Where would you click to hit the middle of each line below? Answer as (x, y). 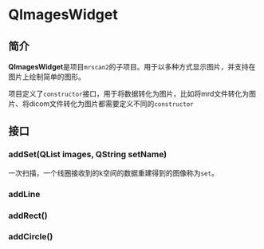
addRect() (28, 215)
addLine (24, 194)
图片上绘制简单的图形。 (47, 77)
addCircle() (31, 237)
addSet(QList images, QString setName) (88, 155)
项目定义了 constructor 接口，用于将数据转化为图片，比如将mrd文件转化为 (129, 94)
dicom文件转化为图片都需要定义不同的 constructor (111, 104)
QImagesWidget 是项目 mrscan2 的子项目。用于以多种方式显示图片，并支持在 (132, 67)
